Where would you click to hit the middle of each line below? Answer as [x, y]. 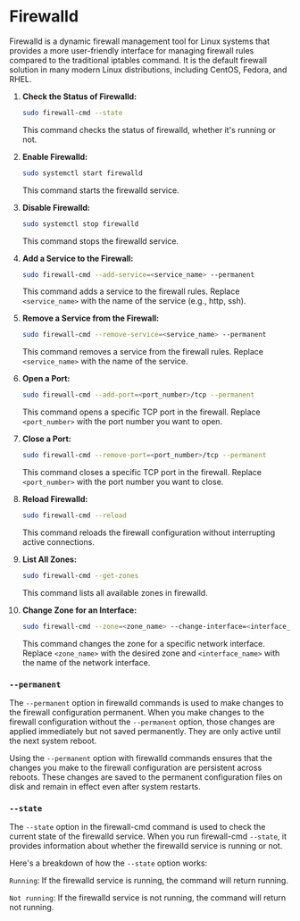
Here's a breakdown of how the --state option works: [108, 863]
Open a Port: [46, 379]
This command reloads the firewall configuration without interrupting [149, 532]
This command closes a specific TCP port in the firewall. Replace [142, 473]
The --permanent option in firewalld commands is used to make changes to [146, 702]
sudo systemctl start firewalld [82, 173]
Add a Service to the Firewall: [78, 258]
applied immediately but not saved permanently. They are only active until [145, 731]
